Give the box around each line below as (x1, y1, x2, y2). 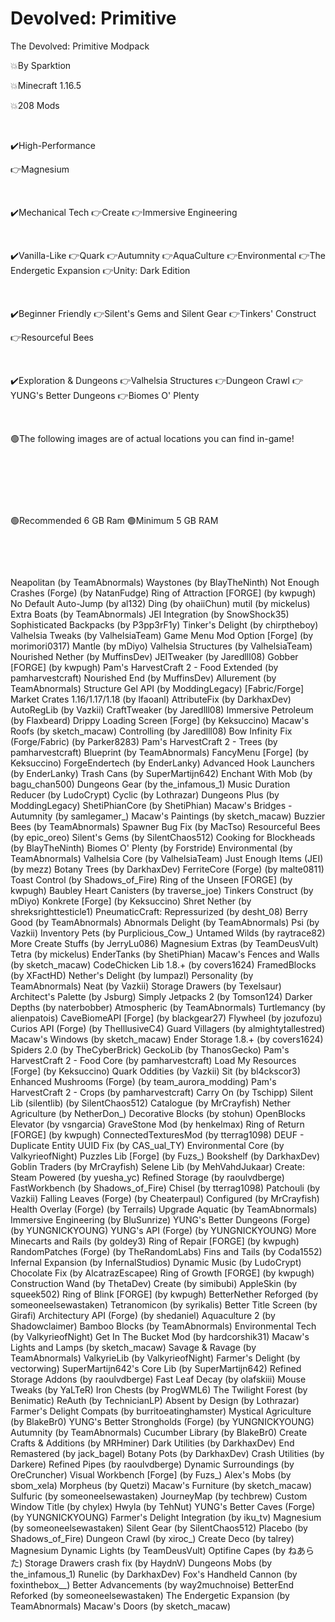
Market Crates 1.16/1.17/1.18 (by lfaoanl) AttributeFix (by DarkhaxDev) (10, 693, 292, 705)
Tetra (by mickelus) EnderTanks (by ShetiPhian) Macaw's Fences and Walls (10, 948, 320, 960)
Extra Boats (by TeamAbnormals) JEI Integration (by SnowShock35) (10, 608, 290, 620)
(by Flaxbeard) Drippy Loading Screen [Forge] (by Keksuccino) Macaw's (10, 714, 310, 726)
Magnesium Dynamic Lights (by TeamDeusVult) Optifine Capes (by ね (10, 1544, 298, 1556)
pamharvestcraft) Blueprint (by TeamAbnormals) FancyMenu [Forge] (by (10, 746, 309, 758)
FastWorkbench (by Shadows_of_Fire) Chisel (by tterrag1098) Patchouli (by (10, 1182, 321, 1194)
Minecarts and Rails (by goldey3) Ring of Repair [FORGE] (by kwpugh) (10, 1235, 300, 1247)
